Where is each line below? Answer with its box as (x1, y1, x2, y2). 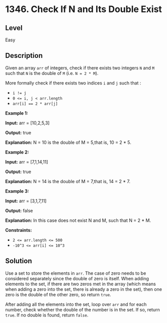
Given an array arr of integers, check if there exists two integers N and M (5, 64, 155, 71)
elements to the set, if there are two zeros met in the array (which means (5, 281, 156, 287)
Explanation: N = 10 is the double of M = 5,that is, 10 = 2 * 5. (5, 139, 132, 145)
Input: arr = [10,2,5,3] (5, 120, 50, 126)
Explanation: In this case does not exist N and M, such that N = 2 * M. (5, 217, 151, 223)
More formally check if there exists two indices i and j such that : (5, 79, 141, 86)
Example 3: (5, 188, 29, 194)
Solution (5, 257, 32, 265)
